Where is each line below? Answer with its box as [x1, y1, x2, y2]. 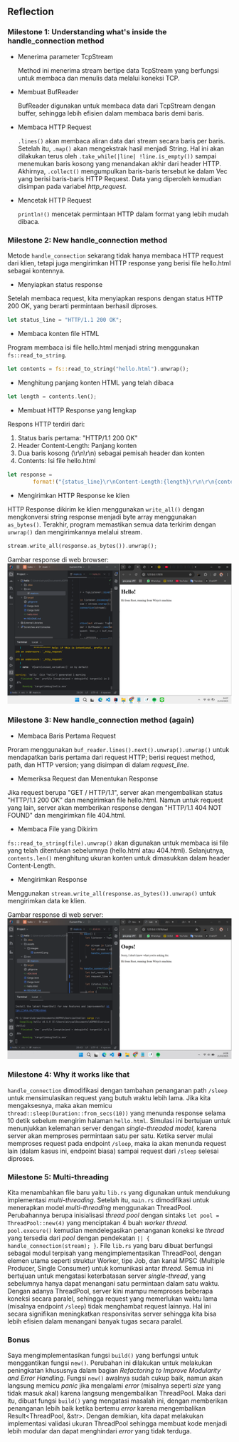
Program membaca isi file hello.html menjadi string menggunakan [7, 342, 200, 352]
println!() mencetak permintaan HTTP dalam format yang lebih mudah [17, 210, 229, 218]
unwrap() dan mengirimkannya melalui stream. [7, 528, 143, 537]
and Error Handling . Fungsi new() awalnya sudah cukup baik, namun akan [7, 1374, 223, 1383]
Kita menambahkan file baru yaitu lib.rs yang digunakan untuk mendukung [7, 1188, 230, 1197]
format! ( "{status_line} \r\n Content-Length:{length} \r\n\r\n [33, 478, 215, 486]
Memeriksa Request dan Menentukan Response [17, 774, 159, 783]
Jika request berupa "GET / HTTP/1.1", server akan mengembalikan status [7, 788, 223, 796]
